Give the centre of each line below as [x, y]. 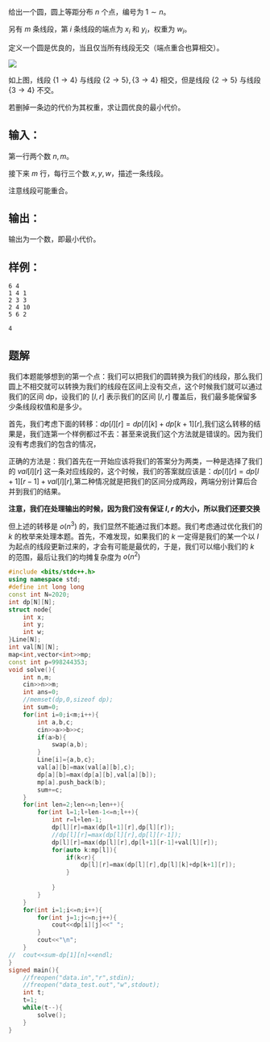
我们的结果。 [44, 492]
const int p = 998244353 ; [48, 662]
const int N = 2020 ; [39, 595]
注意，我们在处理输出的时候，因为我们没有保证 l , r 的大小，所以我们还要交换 [134, 509]
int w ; [34, 632]
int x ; [34, 617]
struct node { [30, 609]
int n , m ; [37, 677]
